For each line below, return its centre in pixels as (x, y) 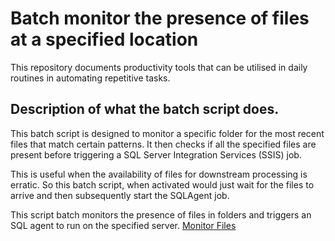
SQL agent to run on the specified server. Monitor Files (123, 225)
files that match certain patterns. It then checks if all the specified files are (163, 144)
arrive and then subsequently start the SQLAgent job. (120, 195)
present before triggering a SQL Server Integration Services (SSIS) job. (156, 154)
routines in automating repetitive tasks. (90, 78)
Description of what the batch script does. (145, 109)
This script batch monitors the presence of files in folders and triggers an (161, 214)
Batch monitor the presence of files (160, 18)
